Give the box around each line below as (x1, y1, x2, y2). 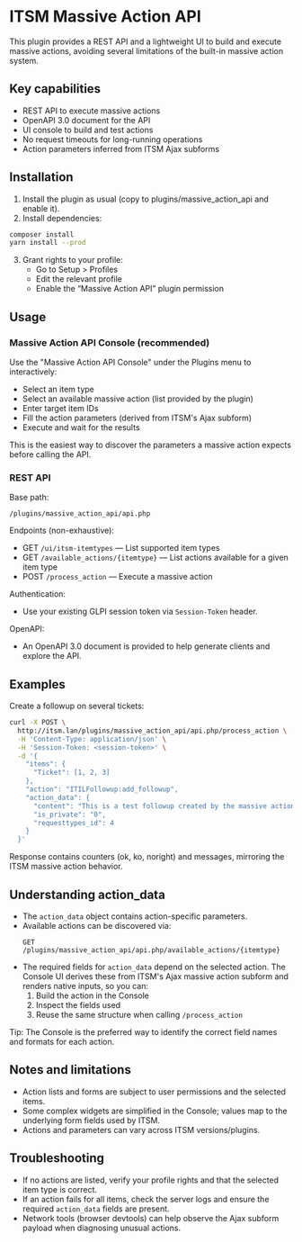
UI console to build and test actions (22, 124, 154, 135)
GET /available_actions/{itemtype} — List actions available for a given (22, 552, 289, 563)
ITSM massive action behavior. (9, 861, 123, 872)
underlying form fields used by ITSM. (22, 1114, 160, 1126)
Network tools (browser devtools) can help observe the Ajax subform (22, 1212, 280, 1223)
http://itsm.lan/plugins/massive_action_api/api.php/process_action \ (17, 726, 288, 735)
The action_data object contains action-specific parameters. (22, 911, 248, 922)
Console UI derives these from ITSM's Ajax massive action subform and (22, 971, 289, 982)
